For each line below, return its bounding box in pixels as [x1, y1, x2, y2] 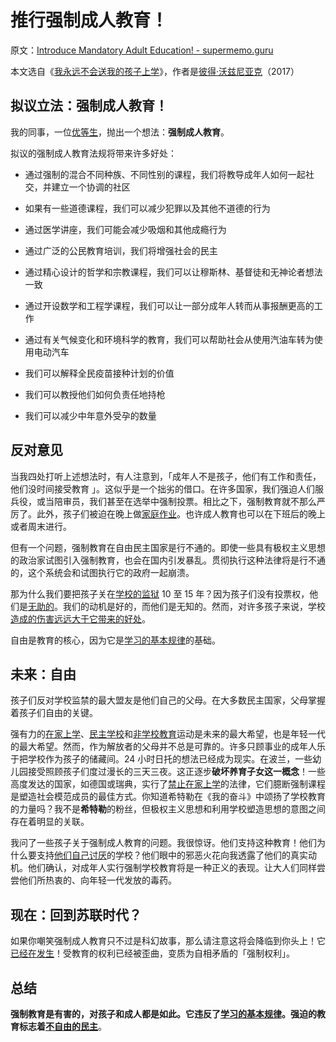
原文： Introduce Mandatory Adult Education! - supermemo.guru [10, 44, 274, 56]
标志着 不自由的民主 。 [18, 1021, 107, 1032]
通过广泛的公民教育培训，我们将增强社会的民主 [24, 244, 218, 256]
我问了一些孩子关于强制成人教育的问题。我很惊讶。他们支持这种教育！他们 [10, 837, 317, 849]
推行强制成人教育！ [10, 9, 169, 32]
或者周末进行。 [10, 520, 72, 532]
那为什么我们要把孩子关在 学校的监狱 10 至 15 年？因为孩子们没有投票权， [10, 587, 310, 600]
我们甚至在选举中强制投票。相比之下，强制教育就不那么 [88, 495, 317, 507]
